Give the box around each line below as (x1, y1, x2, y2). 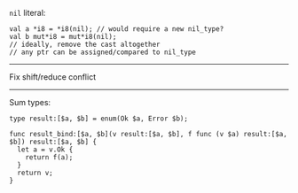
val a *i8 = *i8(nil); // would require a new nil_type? (9, 25, 224, 34)
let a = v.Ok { (17, 145, 74, 154)
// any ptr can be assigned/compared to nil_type (9, 48, 197, 57)
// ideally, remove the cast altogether (9, 40, 161, 49)
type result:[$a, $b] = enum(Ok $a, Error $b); (9, 114, 189, 123)
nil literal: (9, 8, 46, 18)
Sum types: (9, 97, 51, 107)
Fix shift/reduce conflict (9, 72, 96, 82)
